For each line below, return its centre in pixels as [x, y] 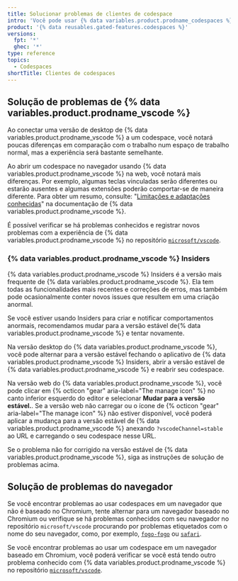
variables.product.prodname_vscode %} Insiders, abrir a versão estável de [116, 361]
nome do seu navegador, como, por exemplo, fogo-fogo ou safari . [104, 534]
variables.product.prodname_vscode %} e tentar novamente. [96, 333]
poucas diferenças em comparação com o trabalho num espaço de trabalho [118, 145]
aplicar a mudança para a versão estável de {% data [84, 421]
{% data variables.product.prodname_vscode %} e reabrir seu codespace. [116, 369]
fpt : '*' [27, 40]
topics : [19, 60]
